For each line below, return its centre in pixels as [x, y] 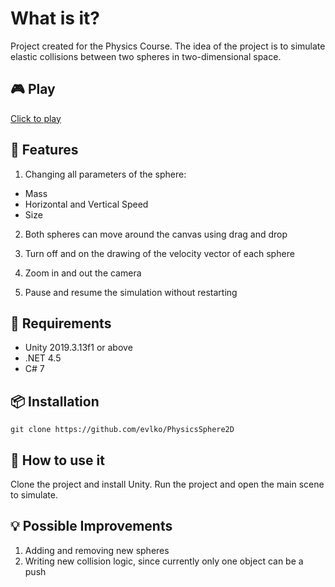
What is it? [55, 18]
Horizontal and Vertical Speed [86, 204]
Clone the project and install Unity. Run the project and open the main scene [167, 484]
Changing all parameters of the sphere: [105, 174]
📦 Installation [55, 401]
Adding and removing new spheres [97, 550]
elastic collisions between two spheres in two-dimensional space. [146, 56]
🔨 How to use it [57, 460]
